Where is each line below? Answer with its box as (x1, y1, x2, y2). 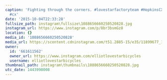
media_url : (5, 40, 28, 45)
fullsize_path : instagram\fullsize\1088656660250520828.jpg (5, 21, 133, 26)
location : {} (5, 30, 32, 35)
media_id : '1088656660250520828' (5, 35, 75, 40)
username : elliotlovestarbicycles (9, 58, 81, 63)
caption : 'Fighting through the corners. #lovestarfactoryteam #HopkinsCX (5, 7, 164, 12)
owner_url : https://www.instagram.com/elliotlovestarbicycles (9, 53, 141, 59)
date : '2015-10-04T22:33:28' (5, 16, 66, 21)
